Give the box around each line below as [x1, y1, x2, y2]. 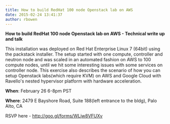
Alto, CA [5, 103, 23, 109]
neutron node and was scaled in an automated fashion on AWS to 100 [5, 57, 151, 63]
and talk [5, 36, 23, 42]
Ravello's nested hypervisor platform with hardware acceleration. [5, 78, 142, 84]
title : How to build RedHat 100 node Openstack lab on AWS [5, 7, 133, 13]
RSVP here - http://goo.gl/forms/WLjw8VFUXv [5, 113, 103, 119]
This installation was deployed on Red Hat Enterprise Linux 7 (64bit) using [5, 46, 160, 52]
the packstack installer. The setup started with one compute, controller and [5, 51, 163, 57]
